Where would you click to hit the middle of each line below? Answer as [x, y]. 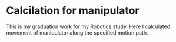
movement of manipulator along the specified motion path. [77, 32]
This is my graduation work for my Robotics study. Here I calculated [88, 26]
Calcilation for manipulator [73, 11]
